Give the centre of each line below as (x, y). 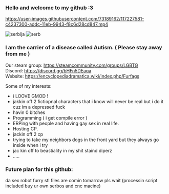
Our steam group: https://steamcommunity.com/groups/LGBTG (72, 65)
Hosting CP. (25, 129)
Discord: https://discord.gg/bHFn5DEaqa (48, 70)
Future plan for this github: (39, 169)
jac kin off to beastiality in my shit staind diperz (62, 150)
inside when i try (30, 145)
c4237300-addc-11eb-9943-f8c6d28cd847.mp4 (57, 24)
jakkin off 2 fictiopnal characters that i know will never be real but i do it (88, 101)
